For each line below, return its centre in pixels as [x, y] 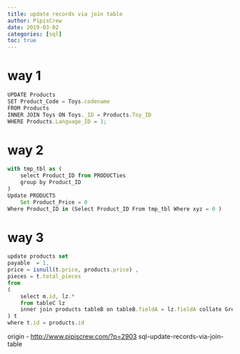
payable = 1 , [29, 263]
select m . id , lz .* [47, 296]
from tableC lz [43, 303]
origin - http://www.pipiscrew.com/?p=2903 [72, 337]
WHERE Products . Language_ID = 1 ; [57, 121]
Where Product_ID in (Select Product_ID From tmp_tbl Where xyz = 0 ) [115, 209]
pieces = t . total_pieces [44, 277]
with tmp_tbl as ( [35, 169]
